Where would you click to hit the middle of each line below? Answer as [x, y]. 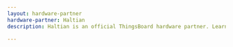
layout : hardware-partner [44, 13]
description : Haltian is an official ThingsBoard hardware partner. [108, 26]
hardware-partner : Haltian [46, 20]
